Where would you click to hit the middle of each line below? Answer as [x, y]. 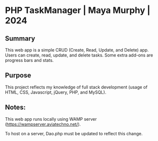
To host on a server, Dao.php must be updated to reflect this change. [74, 133]
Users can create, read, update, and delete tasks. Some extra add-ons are [79, 55]
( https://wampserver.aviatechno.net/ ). [43, 124]
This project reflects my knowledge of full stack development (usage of [76, 87]
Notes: [15, 107]
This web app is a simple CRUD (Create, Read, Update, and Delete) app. [77, 50]
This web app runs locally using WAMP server [51, 119]
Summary [20, 38]
